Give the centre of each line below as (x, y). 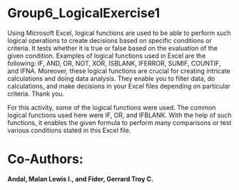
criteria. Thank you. (36, 94)
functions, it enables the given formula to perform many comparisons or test (119, 122)
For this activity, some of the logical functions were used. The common (112, 107)
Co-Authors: (45, 159)
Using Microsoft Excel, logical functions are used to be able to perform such (119, 33)
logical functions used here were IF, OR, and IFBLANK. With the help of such (119, 115)
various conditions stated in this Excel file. (69, 130)
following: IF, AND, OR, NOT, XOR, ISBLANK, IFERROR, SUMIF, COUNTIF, (114, 63)
